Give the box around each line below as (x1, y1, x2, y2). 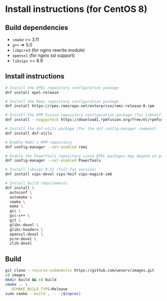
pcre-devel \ (9, 236, 37, 241)
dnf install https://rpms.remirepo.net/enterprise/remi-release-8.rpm (5, 104, 155, 109)
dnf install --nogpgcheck (5, 117, 59, 123)
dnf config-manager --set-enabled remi (5, 145, 88, 150)
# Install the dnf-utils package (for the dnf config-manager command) (5, 126, 157, 132)
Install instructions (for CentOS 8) (5, 3, 148, 15)
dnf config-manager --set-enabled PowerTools (5, 158, 101, 163)
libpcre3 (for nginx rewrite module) (12, 47, 85, 53)
